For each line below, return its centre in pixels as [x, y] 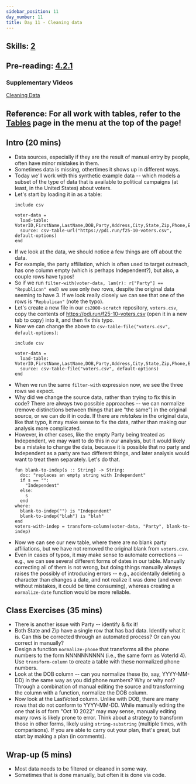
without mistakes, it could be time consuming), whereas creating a [94, 586]
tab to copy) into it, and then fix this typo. [64, 320]
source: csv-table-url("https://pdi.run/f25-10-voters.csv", [96, 231]
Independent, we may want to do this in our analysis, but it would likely [100, 441]
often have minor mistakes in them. [57, 163]
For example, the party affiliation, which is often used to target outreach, [102, 264]
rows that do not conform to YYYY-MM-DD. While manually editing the [100, 705]
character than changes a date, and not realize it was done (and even [98, 579]
